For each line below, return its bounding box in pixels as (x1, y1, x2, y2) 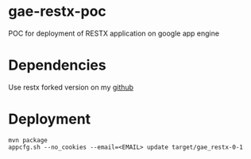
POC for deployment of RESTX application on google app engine (8, 28, 220, 38)
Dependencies (8, 56, 106, 74)
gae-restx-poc (8, 2, 107, 21)
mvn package (8, 136, 48, 144)
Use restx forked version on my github (8, 82, 133, 92)
